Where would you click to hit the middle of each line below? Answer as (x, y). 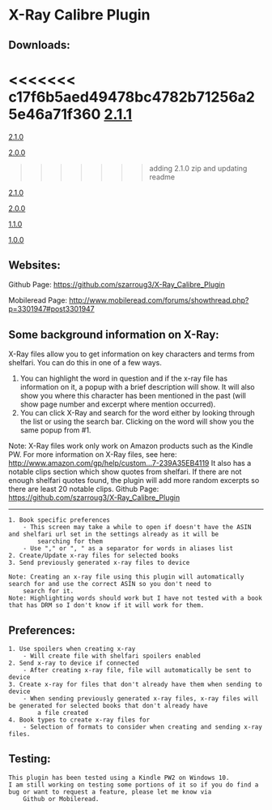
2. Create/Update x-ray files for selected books (94, 556)
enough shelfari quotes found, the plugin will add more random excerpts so (134, 480)
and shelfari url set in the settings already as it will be (114, 534)
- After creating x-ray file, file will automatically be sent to (137, 670)
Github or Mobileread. (61, 799)
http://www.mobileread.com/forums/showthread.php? (159, 300)
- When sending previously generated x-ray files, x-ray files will (141, 698)
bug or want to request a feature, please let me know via (110, 792)
